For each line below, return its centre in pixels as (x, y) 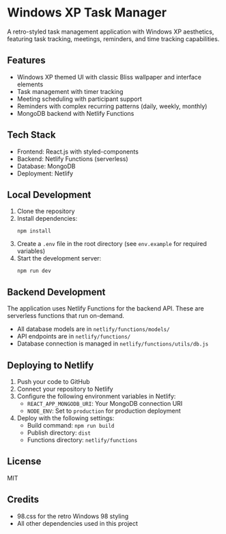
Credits (23, 499)
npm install (34, 231)
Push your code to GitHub (53, 381)
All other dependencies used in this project (77, 523)
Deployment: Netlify (45, 173)
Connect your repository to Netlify (65, 389)
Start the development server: (59, 258)
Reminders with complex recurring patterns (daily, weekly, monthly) (112, 106)
